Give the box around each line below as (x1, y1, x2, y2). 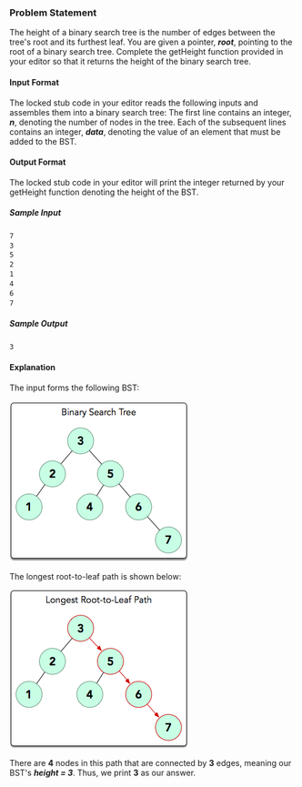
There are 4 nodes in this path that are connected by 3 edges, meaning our (9, 757, 292, 768)
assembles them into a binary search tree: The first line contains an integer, (9, 106, 293, 117)
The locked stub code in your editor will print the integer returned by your (9, 177, 285, 187)
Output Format (9, 156, 66, 167)
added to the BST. (9, 136, 77, 146)
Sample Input (9, 207, 62, 218)
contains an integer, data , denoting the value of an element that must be (9, 126, 281, 137)
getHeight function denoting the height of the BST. (9, 187, 199, 197)
